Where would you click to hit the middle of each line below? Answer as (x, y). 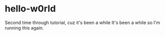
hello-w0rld (30, 9)
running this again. (24, 27)
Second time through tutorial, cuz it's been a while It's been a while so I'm (82, 22)
